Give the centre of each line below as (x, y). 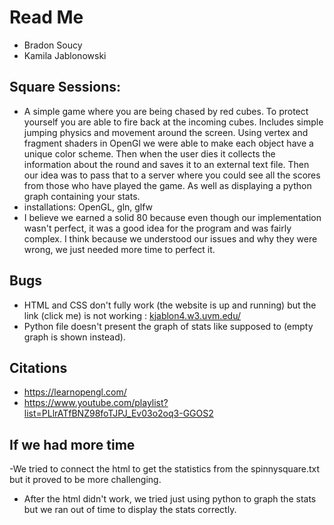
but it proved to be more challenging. (85, 480)
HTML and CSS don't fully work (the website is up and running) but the (170, 305)
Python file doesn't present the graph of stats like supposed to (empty (168, 326)
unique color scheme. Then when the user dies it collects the (149, 153)
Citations (38, 367)
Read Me (46, 17)
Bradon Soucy (53, 45)
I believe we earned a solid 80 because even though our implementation (172, 217)
